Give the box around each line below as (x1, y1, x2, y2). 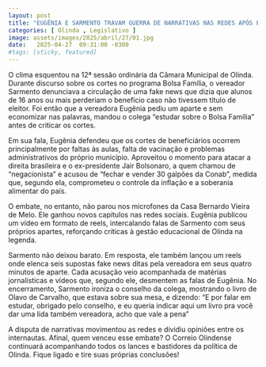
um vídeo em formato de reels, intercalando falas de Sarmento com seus (8, 218, 245, 228)
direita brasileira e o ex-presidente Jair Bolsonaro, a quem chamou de (8, 161, 236, 170)
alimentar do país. (8, 187, 67, 195)
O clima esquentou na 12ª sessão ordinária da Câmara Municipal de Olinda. (8, 70, 254, 79)
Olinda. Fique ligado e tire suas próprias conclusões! (8, 350, 180, 359)
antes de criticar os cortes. (8, 120, 97, 130)
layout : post (8, 11, 51, 20)
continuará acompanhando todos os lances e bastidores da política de (8, 342, 237, 350)
